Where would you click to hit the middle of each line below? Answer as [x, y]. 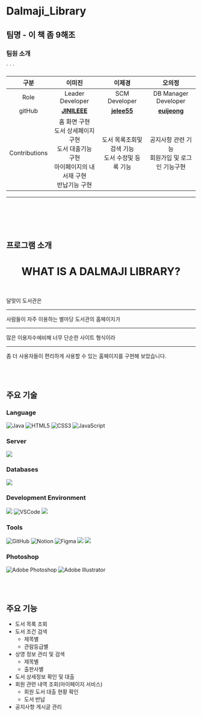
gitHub [28, 111]
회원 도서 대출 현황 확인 [51, 692]
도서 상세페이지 [74, 131]
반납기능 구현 [74, 185]
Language [21, 412]
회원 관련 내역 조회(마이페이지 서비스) [59, 684]
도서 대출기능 [74, 149]
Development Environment [46, 498]
